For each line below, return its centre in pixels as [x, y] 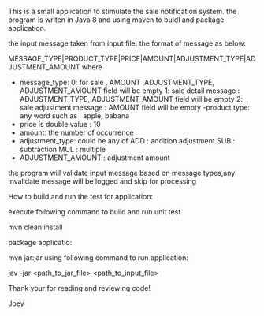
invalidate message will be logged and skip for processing [102, 181]
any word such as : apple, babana [74, 116]
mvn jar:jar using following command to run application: [99, 258]
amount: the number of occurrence [76, 132]
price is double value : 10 [60, 124]
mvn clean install [35, 227]
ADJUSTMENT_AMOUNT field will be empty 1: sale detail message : [130, 91]
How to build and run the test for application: [81, 197]
